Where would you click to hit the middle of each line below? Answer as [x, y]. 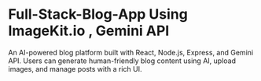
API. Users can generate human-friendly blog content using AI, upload [122, 61]
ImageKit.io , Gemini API [89, 31]
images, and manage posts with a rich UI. [75, 69]
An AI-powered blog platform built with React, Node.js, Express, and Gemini [131, 52]
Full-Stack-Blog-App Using [98, 14]
